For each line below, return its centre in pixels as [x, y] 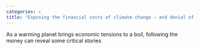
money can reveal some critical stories [54, 40]
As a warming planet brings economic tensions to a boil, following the [92, 34]
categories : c [24, 12]
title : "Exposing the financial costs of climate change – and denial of [100, 17]
